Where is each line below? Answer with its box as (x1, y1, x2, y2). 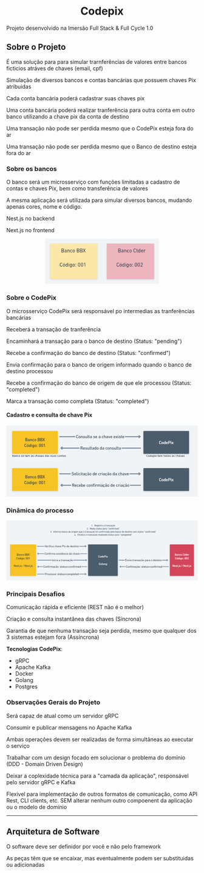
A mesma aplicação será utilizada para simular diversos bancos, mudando (6, 196, 192, 204)
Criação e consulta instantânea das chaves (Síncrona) (6, 615, 141, 623)
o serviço (6, 742, 30, 749)
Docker (15, 670, 34, 677)
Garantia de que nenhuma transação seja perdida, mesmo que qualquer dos (6, 627, 197, 635)
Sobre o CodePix (6, 294, 56, 302)
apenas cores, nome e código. (6, 203, 83, 210)
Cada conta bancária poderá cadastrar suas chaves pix (6, 94, 144, 102)
